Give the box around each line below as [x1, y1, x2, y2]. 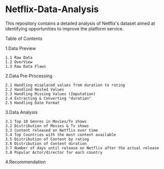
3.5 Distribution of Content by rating [5, 137, 89, 142]
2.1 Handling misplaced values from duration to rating [5, 82, 125, 88]
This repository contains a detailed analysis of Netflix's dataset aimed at [5, 20, 155, 26]
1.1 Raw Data [5, 55, 33, 60]
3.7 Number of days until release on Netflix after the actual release [5, 145, 159, 150]
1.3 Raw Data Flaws [5, 64, 46, 69]
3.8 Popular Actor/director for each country [5, 150, 102, 155]
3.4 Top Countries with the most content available [5, 132, 116, 137]
